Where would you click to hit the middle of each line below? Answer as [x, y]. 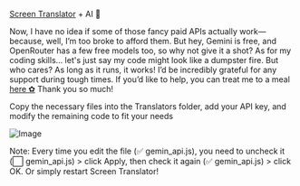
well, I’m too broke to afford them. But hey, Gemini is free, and [161, 41]
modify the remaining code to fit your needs [92, 116]
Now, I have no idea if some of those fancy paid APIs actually [124, 31]
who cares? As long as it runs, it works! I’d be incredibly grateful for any [143, 70]
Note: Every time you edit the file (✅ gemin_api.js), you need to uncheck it [147, 151]
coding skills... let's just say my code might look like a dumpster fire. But [144, 60]
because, [27, 41]
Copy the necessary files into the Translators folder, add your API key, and [148, 107]
